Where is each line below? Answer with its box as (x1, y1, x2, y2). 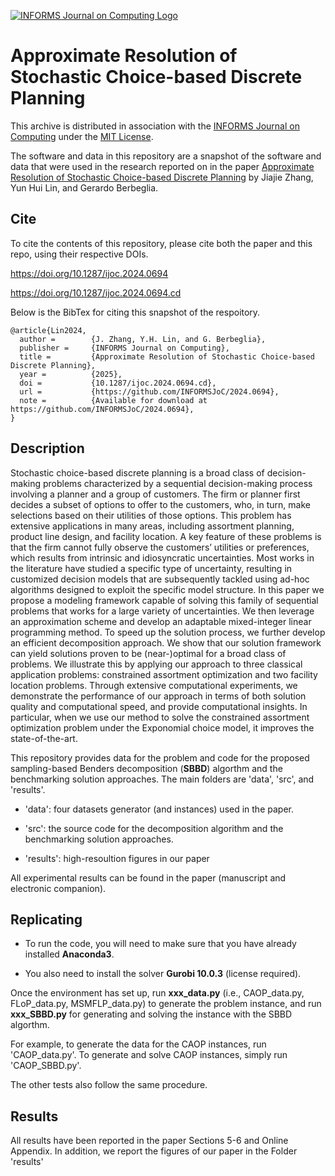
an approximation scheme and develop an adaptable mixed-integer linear (10, 615, 312, 627)
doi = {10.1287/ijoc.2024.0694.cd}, (19, 378, 217, 388)
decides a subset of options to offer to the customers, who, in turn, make (10, 498, 311, 510)
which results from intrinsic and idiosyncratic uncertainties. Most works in (10, 551, 315, 564)
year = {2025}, (19, 369, 123, 379)
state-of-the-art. (10, 732, 78, 744)
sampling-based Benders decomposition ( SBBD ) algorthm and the (10, 762, 283, 774)
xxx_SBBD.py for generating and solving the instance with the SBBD (10, 1008, 293, 1020)
